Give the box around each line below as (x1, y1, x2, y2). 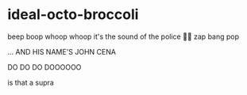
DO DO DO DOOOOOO (7, 62, 82, 72)
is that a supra (7, 78, 55, 87)
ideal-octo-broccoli (7, 6, 139, 24)
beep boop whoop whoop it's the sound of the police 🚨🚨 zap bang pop (7, 32, 240, 41)
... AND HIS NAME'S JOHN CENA (7, 47, 117, 56)
